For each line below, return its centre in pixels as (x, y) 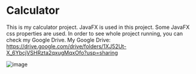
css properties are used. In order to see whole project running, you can (95, 33)
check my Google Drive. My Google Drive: (58, 40)
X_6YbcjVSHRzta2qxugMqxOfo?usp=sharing (62, 52)
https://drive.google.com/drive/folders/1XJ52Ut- (66, 46)
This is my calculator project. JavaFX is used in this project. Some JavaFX (98, 27)
